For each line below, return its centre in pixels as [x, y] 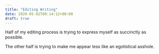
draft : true [17, 18]
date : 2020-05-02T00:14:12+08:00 [39, 14]
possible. [14, 37]
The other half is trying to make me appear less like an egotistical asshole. [80, 47]
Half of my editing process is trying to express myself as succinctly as [76, 32]
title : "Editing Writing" [31, 9]
